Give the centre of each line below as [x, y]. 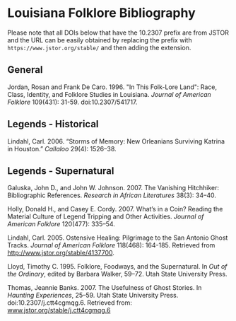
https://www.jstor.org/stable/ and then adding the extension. [99, 47]
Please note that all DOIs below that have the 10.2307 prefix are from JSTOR [118, 33]
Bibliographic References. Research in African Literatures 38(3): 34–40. [112, 195]
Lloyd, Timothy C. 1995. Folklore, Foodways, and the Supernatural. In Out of [117, 267]
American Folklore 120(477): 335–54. [61, 224]
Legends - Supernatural [61, 171]
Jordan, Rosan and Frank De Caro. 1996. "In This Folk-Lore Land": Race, [112, 87]
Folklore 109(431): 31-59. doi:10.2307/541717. [72, 102]
